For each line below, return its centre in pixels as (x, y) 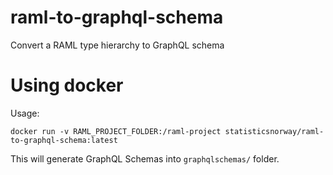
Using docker (67, 85)
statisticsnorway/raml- (274, 131)
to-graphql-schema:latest (64, 140)
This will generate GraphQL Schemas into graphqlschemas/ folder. (145, 158)
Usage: (25, 113)
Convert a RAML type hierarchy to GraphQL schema (117, 45)
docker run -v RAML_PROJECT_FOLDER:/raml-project (116, 131)
